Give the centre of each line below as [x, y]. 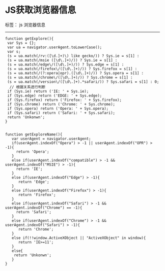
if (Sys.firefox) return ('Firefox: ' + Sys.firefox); [64, 100]
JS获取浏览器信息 [41, 10]
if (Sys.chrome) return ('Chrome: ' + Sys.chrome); [61, 104]
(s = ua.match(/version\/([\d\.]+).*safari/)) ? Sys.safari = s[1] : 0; [83, 82]
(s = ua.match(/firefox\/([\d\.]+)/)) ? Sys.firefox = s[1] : [72, 69]
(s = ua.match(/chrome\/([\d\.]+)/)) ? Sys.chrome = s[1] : [70, 77]
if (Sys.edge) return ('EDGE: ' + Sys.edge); [55, 96]
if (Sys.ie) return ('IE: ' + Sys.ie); [48, 91]
